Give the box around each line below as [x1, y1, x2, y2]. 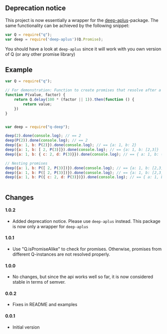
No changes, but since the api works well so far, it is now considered [12, 274, 153, 280]
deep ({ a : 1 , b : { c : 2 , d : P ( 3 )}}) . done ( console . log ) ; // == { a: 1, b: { [5, 152, 164, 157]
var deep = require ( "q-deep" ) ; [5, 124, 70, 129]
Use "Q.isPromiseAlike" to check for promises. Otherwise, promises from [12, 246, 162, 252]
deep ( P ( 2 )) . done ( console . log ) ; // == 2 [5, 138, 88, 143]
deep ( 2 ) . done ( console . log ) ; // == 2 [5, 133, 81, 139]
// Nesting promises [5, 161, 48, 166]
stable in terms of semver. [12, 279, 66, 285]
